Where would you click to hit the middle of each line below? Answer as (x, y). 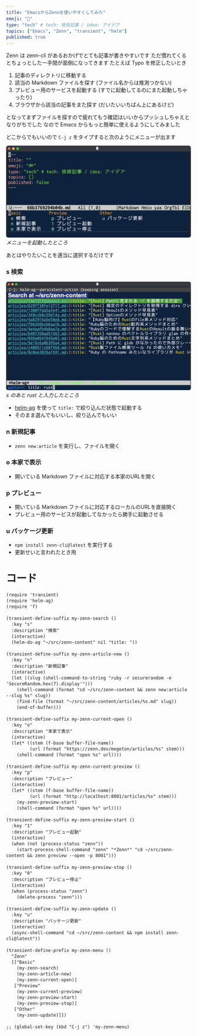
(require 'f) (22, 607)
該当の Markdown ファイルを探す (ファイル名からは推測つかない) (93, 83)
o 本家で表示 (24, 462)
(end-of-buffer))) (39, 708)
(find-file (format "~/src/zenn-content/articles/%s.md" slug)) (97, 702)
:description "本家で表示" (42, 732)
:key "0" (22, 874)
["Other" (24, 1010)
